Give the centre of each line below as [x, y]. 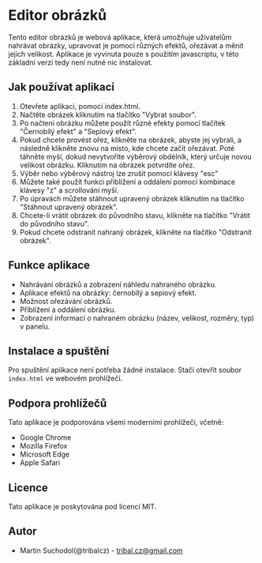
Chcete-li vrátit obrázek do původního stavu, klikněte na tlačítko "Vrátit [135, 215]
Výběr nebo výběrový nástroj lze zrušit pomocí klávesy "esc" [119, 173]
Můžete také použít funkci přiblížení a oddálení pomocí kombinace [127, 182]
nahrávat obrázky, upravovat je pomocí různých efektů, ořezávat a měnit [126, 45]
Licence [28, 488]
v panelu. [35, 326]
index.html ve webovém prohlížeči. [65, 378]
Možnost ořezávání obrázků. [66, 301]
